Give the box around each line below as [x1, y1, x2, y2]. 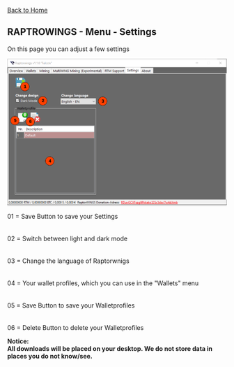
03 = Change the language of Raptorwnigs [7, 257, 130, 265]
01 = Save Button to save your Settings [7, 213, 118, 221]
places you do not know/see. [7, 352, 93, 361]
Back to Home [7, 6, 48, 14]
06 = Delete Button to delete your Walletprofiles [7, 324, 144, 332]
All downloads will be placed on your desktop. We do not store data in [7, 345, 213, 353]
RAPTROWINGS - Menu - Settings [7, 26, 157, 38]
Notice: [7, 337, 29, 345]
